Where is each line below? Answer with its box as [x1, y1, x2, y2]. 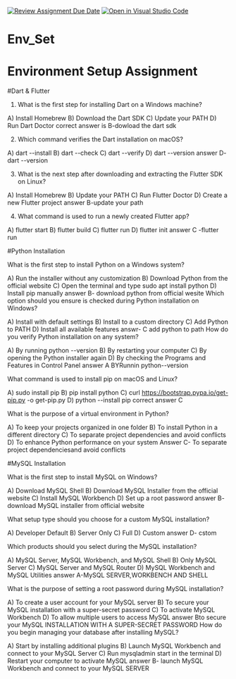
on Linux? [17, 177, 46, 186]
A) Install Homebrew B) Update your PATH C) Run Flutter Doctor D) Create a [7, 191, 228, 200]
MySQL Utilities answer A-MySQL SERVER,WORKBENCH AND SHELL [7, 571, 209, 580]
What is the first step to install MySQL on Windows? [7, 473, 158, 481]
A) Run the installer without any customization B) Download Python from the [7, 274, 228, 283]
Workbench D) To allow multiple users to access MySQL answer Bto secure [7, 613, 227, 622]
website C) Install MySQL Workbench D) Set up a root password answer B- [7, 494, 225, 502]
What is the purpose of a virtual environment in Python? [7, 410, 169, 418]
